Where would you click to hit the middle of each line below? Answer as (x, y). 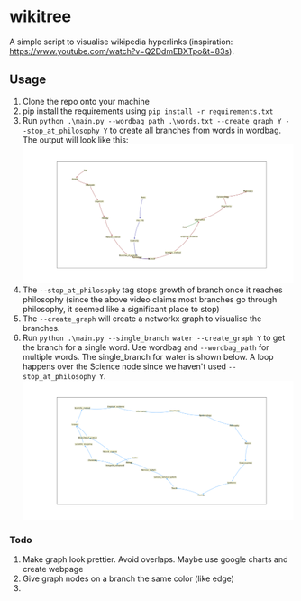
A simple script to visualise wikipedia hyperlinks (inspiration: (121, 42)
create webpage (53, 569)
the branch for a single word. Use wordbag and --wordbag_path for (146, 347)
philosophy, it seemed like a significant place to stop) (121, 309)
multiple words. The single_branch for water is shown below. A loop (148, 356)
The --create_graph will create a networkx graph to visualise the (142, 319)
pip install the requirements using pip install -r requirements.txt (148, 111)
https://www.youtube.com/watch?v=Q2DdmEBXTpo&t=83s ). (122, 51)
